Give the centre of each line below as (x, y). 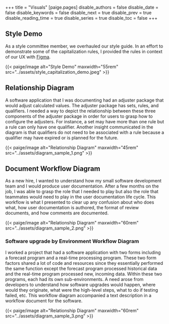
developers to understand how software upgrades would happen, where (80, 285)
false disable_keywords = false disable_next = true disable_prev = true (78, 13)
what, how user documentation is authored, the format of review (72, 208)
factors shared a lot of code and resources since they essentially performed (84, 263)
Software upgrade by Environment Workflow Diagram (72, 241)
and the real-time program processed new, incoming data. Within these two (84, 274)
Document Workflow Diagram (53, 169)
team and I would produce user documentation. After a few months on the (82, 186)
